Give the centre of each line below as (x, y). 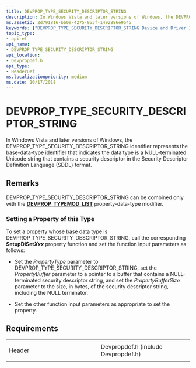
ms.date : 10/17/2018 (31, 83)
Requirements (32, 329)
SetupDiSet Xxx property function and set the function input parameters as (96, 244)
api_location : (23, 55)
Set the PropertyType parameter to (56, 262)
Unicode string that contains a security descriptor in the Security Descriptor (97, 158)
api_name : (18, 45)
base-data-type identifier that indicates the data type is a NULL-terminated (96, 152)
